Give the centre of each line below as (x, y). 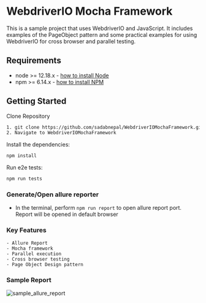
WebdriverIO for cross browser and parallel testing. (71, 41)
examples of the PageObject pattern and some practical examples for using (102, 34)
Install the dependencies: (38, 145)
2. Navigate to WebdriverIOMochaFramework (61, 133)
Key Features (27, 230)
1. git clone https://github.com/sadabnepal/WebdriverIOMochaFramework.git (105, 127)
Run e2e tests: (25, 167)
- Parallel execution (34, 254)
